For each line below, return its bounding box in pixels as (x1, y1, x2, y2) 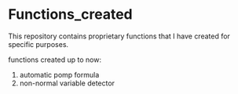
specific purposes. (8, 39, 69, 49)
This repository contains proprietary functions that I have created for (8, 31, 230, 41)
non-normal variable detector (19, 78, 115, 88)
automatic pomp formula (19, 70, 100, 79)
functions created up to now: (8, 55, 102, 64)
